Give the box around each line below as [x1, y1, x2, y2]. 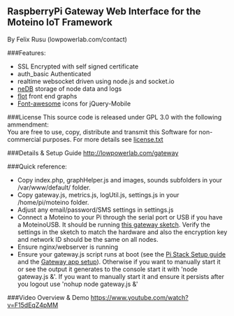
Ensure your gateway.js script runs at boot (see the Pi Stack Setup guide [17, 250, 226, 258]
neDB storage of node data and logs [17, 84, 122, 93]
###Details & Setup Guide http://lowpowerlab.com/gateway [7, 148, 179, 157]
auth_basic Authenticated [17, 69, 92, 78]
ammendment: [7, 120, 49, 129]
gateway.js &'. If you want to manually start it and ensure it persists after [17, 272, 225, 280]
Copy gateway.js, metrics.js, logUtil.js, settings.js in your [17, 190, 180, 199]
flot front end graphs [17, 92, 78, 100]
